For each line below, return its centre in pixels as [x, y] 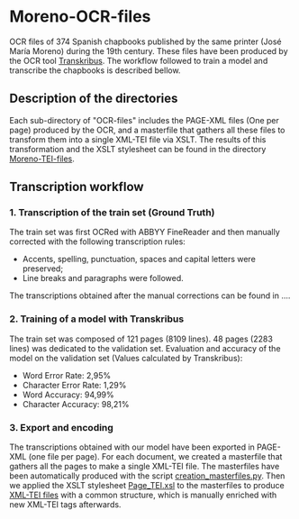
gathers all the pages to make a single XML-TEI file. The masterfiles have [145, 467]
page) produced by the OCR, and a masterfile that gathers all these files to [147, 130]
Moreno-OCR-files [80, 17]
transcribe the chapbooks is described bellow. [95, 70]
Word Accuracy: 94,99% [68, 395]
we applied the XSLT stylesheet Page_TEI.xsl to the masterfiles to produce [147, 486]
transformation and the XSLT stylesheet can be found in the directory [138, 149]
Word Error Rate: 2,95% [66, 375]
